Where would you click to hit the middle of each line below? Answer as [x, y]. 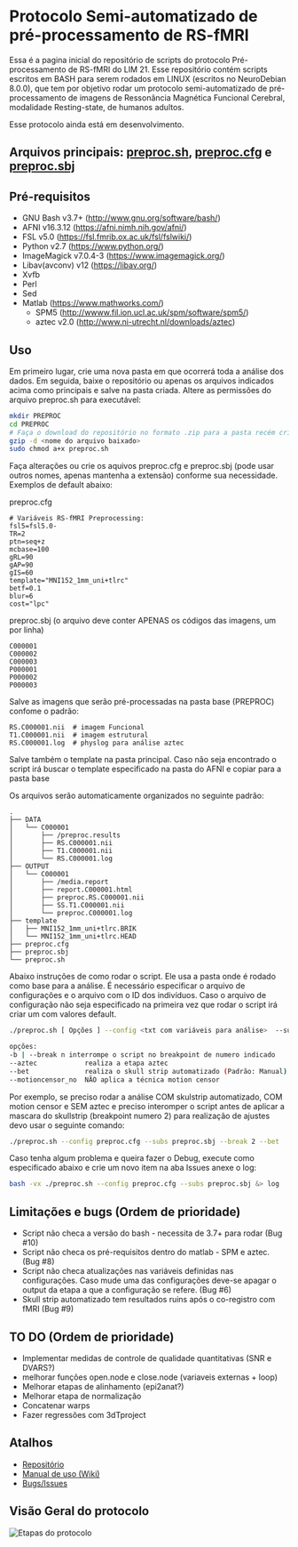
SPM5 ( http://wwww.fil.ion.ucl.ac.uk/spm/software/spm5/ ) [142, 312]
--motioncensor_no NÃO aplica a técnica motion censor [114, 1080]
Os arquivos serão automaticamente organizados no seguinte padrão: [137, 796]
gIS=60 [21, 573]
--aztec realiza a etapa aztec [89, 1063]
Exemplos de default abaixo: [61, 485]
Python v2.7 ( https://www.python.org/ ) [93, 246]
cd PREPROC [29, 424]
